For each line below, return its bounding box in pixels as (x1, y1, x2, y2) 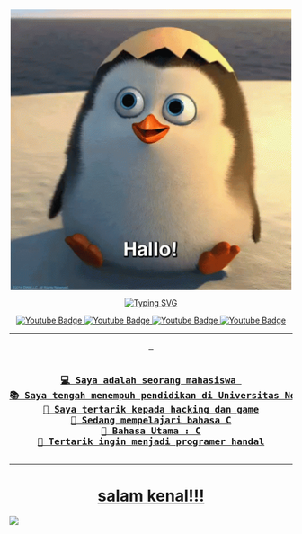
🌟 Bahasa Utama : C (101, 424, 201, 437)
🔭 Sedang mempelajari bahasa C (70, 414, 232, 426)
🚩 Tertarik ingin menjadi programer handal (37, 435, 265, 448)
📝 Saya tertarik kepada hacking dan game (42, 404, 260, 415)
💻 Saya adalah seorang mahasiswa (59, 374, 236, 386)
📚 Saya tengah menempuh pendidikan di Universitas (9, 389, 280, 401)
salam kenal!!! (97, 485, 205, 506)
